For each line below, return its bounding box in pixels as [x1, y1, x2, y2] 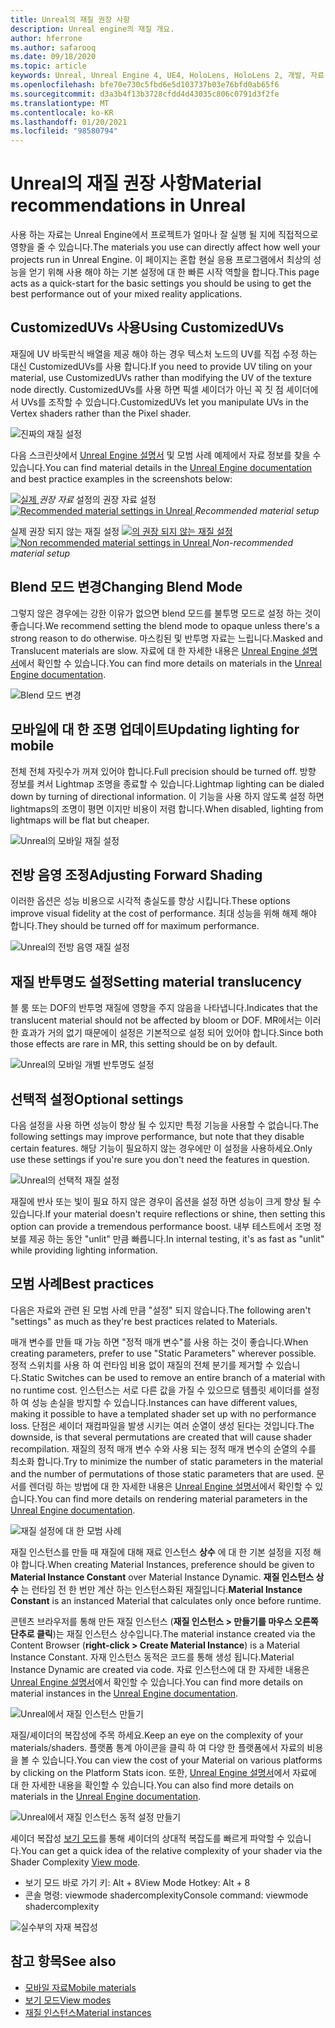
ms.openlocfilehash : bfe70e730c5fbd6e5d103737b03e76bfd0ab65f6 [10, 80, 280, 90]
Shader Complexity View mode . [10, 1856, 141, 1868]
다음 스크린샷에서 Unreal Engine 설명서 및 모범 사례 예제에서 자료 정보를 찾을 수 [10, 449, 322, 461]
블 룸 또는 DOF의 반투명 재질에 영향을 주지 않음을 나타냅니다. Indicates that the [10, 1002, 318, 1014]
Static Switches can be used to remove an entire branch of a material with [20, 1371, 326, 1383]
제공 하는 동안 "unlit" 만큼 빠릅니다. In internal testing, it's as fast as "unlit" [28, 1232, 325, 1245]
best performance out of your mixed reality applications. [10, 288, 243, 300]
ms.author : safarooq [10, 42, 97, 53]
